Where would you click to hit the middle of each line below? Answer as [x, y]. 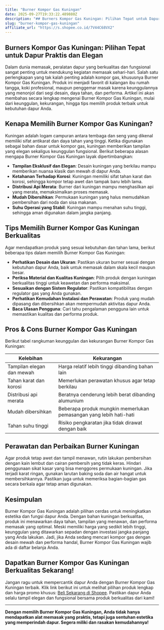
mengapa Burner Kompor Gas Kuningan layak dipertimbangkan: [69, 156]
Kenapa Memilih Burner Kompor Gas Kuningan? [79, 124]
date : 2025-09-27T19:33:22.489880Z [41, 14]
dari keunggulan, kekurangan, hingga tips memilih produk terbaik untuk [77, 103]
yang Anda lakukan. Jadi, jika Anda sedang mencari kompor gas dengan [78, 537]
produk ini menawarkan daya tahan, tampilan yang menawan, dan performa [81, 521]
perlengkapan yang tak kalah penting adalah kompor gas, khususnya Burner [82, 77]
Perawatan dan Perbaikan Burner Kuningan [72, 446]
